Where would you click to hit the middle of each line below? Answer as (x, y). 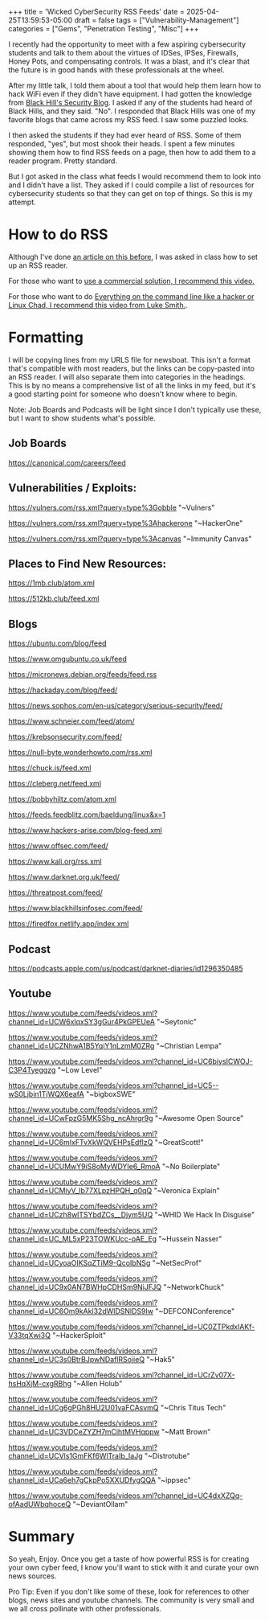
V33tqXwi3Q (29, 1335)
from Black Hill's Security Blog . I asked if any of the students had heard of (130, 103)
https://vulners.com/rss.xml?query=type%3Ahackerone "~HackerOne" (126, 523)
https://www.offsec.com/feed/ (58, 846)
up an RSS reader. (38, 265)
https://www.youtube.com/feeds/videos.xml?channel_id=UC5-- (114, 1085)
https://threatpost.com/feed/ (55, 893)
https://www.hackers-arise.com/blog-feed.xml (85, 831)
